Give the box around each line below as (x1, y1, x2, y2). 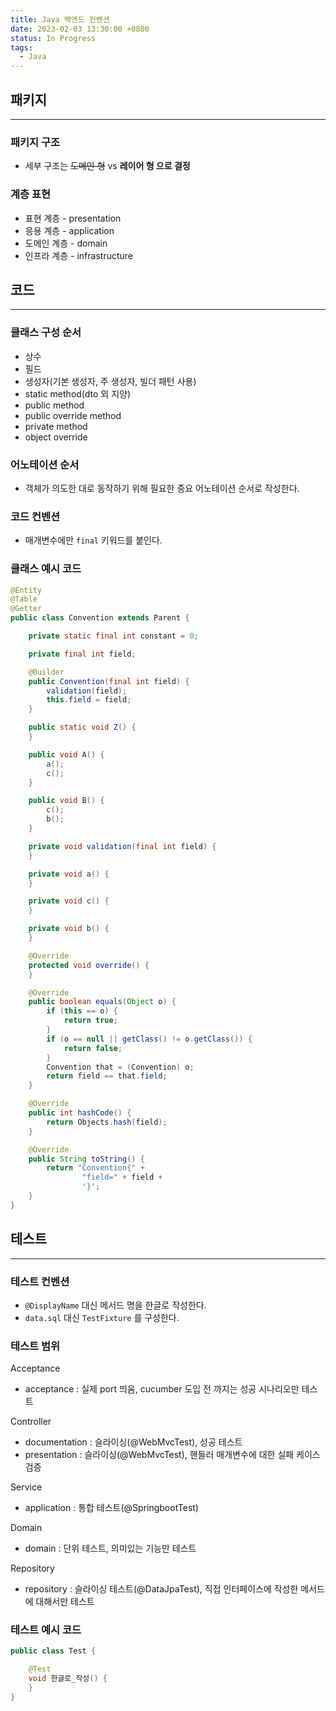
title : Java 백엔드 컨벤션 (10, 14, 110, 25)
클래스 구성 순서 (10, 326, 82, 340)
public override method (24, 409, 122, 421)
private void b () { (28, 924, 110, 934)
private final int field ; (28, 649, 137, 659)
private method (24, 420, 88, 432)
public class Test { (10, 1646, 97, 1656)
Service (10, 1481, 43, 1493)
